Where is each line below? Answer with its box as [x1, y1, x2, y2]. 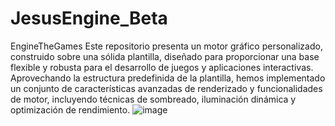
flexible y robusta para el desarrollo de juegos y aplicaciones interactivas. [10, 61, 314, 73]
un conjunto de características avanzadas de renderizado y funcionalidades [10, 82, 323, 94]
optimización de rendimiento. [10, 103, 131, 116]
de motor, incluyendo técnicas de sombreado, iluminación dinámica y [10, 93, 297, 105]
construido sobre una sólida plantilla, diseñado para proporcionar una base [10, 50, 320, 62]
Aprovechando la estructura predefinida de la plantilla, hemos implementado [10, 72, 326, 84]
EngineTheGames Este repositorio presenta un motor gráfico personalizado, [10, 40, 323, 52]
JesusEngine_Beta [10, 7, 168, 30]
